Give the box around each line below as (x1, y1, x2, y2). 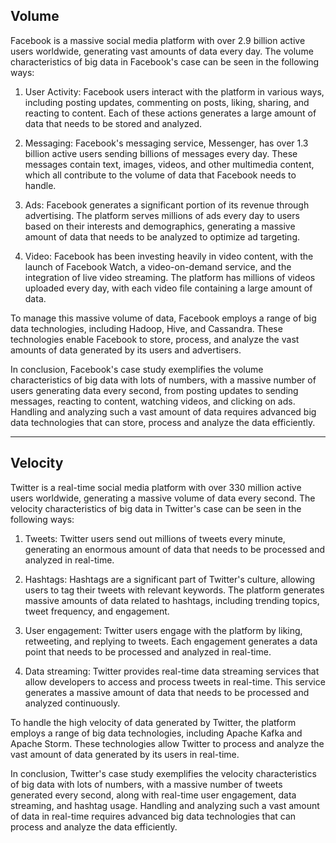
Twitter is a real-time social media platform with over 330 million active (10, 481, 302, 493)
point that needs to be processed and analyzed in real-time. (24, 645, 272, 658)
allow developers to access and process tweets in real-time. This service (24, 675, 326, 688)
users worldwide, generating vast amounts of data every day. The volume (10, 45, 314, 57)
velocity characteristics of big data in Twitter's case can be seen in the (10, 502, 302, 514)
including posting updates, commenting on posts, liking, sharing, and (24, 96, 310, 108)
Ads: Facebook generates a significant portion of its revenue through (24, 199, 310, 211)
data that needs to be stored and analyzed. (24, 117, 203, 129)
